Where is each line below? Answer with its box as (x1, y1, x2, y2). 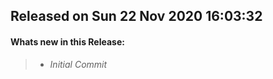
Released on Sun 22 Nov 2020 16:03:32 (10, 8, 263, 25)
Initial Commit (49, 58, 108, 70)
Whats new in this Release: (10, 35, 125, 48)
